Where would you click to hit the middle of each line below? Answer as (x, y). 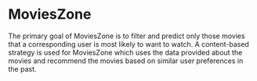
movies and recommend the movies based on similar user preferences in (126, 61)
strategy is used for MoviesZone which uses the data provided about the (125, 52)
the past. (22, 69)
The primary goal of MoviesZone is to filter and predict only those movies (127, 36)
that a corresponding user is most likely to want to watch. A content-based (128, 44)
